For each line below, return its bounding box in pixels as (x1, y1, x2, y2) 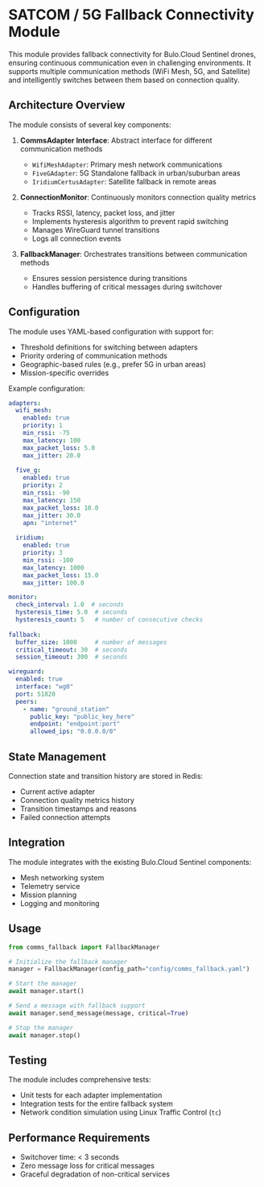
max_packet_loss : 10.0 (23, 503, 99, 512)
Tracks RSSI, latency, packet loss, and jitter (31, 208, 175, 217)
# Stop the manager (8, 1024, 74, 1032)
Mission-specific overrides (19, 368, 109, 378)
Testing (8, 1053, 47, 1067)
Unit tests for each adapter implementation (19, 1090, 163, 1100)
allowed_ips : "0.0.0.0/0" (29, 727, 117, 736)
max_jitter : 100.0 (23, 578, 85, 587)
